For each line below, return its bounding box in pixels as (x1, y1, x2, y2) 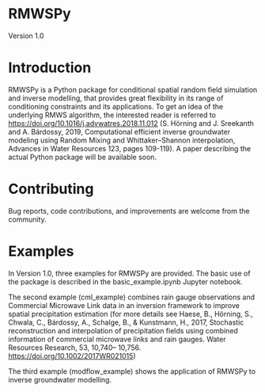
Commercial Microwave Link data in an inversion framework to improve (8, 300, 240, 310)
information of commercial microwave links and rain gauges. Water (8, 334, 226, 344)
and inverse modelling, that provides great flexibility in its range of (8, 93, 224, 103)
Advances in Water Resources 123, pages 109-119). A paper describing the (8, 143, 252, 153)
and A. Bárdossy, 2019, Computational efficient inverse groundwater (8, 127, 231, 136)
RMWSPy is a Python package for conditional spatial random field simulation (8, 85, 258, 94)
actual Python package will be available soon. (8, 152, 157, 162)
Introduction (8, 59, 92, 77)
